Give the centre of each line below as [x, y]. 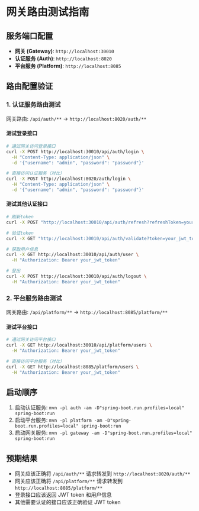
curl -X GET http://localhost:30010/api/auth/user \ [73, 255]
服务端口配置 [30, 36]
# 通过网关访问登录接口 [31, 146]
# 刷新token [20, 217]
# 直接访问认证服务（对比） [36, 173]
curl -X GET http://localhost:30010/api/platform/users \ [79, 345]
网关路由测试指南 [48, 12]
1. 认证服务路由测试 [33, 105]
